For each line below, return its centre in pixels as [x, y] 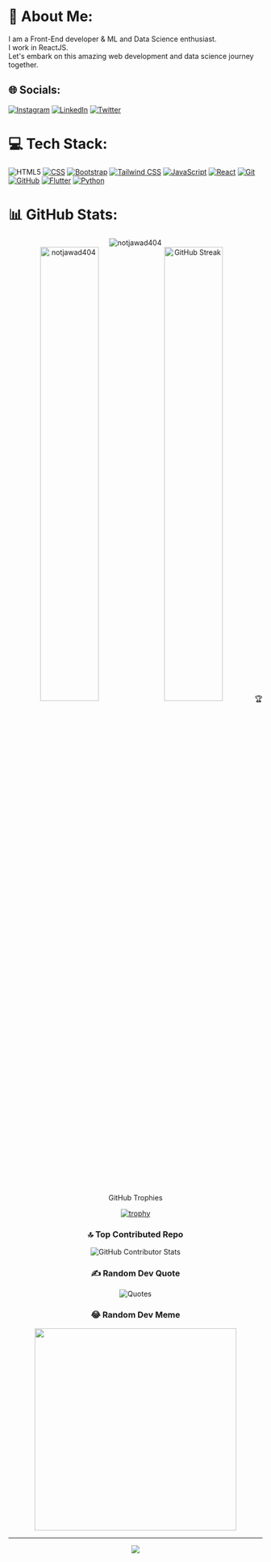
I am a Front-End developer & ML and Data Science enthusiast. [113, 39]
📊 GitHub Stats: [63, 214]
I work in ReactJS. [38, 47]
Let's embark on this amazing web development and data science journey [131, 56]
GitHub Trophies [135, 1197]
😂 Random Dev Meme [135, 1315]
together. [23, 65]
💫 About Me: [51, 17]
